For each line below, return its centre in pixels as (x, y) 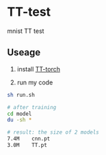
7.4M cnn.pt (29, 139)
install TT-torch (38, 69)
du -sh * (19, 120)
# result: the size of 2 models (53, 132)
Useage (24, 52)
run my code (35, 82)
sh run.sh (21, 95)
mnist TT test (26, 31)
